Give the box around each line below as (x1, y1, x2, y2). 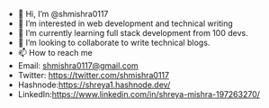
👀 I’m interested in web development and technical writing (17, 18, 234, 29)
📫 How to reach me (17, 48, 93, 58)
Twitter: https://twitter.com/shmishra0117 (17, 70, 169, 80)
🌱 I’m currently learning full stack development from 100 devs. (17, 28, 249, 38)
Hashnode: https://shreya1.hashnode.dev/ (17, 79, 171, 90)
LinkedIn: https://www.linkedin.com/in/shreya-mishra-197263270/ (17, 89, 261, 99)
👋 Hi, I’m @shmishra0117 (17, 9, 109, 19)
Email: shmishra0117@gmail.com (17, 60, 139, 71)
